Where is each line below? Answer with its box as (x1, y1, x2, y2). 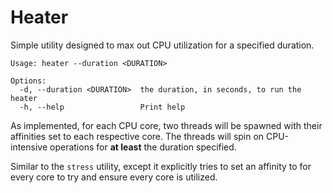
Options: (10, 76, 47, 86)
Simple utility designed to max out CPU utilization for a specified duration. (10, 39, 315, 51)
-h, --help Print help (19, 102, 186, 112)
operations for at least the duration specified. (49, 141, 237, 153)
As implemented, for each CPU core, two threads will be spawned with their (10, 119, 323, 131)
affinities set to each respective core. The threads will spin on (10, 130, 265, 142)
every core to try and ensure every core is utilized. (10, 171, 218, 183)
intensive (10, 141, 48, 153)
